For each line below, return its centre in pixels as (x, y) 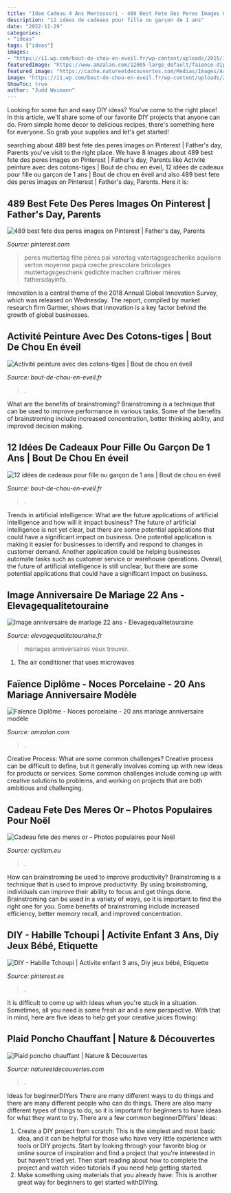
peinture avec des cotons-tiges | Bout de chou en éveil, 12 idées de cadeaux (115, 167)
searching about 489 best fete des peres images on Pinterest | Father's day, (115, 145)
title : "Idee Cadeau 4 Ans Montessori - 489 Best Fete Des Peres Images (113, 13)
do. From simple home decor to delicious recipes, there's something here (111, 125)
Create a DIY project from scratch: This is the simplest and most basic (116, 1131)
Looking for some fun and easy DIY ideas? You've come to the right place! (112, 110)
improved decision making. (45, 426)
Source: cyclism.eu (34, 850)
